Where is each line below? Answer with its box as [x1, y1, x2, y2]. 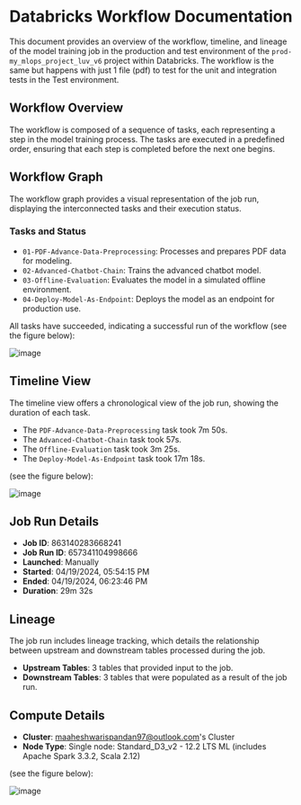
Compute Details [9, 708, 105, 723]
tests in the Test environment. [9, 74, 120, 85]
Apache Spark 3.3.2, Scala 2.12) [22, 751, 141, 762]
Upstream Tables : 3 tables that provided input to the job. [22, 663, 234, 674]
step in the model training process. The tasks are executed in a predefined [9, 133, 285, 145]
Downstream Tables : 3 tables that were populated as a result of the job [22, 672, 288, 683]
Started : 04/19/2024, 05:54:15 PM [22, 567, 150, 577]
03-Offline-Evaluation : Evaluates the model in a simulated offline [22, 274, 266, 285]
